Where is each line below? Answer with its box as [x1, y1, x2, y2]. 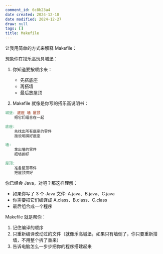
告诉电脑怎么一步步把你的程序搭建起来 [12, 243, 92, 249]
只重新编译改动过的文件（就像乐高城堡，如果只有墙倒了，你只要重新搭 [12, 230, 158, 236]
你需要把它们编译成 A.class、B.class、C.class [12, 197, 107, 203]
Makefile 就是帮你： [5, 214, 47, 220]
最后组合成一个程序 [12, 203, 53, 209]
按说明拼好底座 [14, 134, 41, 139]
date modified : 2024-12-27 [5, 17, 62, 22]
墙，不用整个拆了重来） [12, 237, 61, 243]
